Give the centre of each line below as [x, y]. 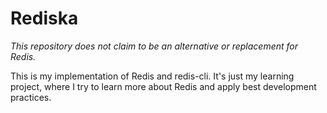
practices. [31, 97]
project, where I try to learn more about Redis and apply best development [163, 86]
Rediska [44, 18]
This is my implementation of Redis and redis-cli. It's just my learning [152, 76]
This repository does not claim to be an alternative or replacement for [154, 46]
